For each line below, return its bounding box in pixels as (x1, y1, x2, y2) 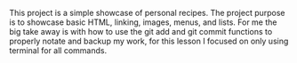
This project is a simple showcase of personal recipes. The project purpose (9, 8, 286, 18)
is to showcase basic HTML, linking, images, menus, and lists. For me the (9, 17, 277, 28)
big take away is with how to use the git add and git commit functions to (9, 27, 273, 36)
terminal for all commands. (9, 45, 108, 56)
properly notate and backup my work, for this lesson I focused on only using (9, 35, 289, 46)
